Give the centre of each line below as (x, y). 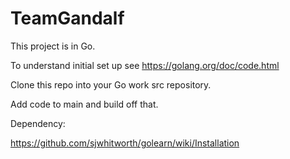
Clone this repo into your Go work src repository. (111, 84)
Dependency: (38, 123)
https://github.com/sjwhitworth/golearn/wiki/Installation (125, 143)
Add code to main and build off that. (84, 104)
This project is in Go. (53, 46)
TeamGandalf (67, 18)
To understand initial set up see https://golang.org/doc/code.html (145, 65)
